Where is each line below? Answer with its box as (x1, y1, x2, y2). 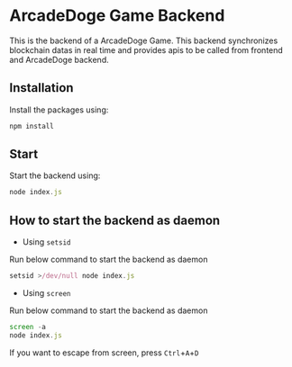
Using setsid (22, 237, 71, 247)
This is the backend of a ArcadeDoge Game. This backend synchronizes (9, 35, 278, 46)
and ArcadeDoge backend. (9, 54, 110, 65)
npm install (9, 121, 54, 130)
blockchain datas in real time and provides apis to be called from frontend (9, 44, 284, 55)
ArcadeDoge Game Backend (9, 5, 225, 26)
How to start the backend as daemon (9, 212, 221, 228)
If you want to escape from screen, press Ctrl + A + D (9, 347, 199, 358)
